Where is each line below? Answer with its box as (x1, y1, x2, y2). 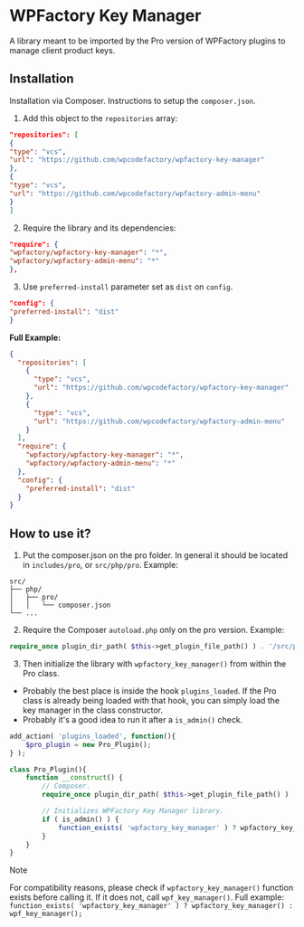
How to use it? (9, 525, 91, 541)
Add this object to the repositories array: (22, 112, 178, 123)
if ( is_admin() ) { (42, 815, 119, 824)
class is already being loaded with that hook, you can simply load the (22, 695, 280, 705)
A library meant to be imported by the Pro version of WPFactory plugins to (9, 35, 286, 46)
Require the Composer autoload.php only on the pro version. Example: (22, 625, 285, 636)
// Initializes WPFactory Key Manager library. (42, 807, 224, 816)
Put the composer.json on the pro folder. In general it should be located (22, 550, 289, 561)
